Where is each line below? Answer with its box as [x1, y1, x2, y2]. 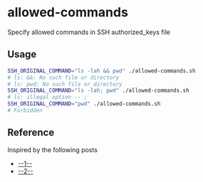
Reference [7, 127, 55, 139]
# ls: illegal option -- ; [7, 94, 88, 101]
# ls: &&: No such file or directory [7, 74, 120, 81]
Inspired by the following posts [7, 145, 98, 154]
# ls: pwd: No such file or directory [7, 80, 123, 87]
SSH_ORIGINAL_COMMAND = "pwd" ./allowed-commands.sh [7, 100, 161, 107]
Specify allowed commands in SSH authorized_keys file [7, 28, 171, 36]
